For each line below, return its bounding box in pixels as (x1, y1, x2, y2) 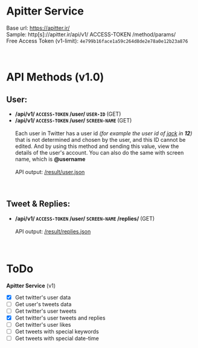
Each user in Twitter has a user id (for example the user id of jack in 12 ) (14, 129, 193, 137)
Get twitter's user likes (14, 321, 71, 328)
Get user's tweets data (14, 300, 72, 307)
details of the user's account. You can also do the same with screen (14, 149, 184, 156)
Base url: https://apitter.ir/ (6, 24, 70, 32)
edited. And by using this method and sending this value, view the (14, 142, 179, 150)
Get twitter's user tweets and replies (14, 314, 106, 321)
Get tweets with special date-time (14, 335, 100, 342)
